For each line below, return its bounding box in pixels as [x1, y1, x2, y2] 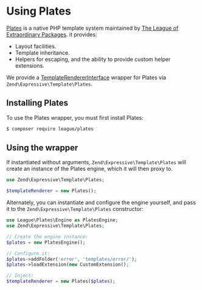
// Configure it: [6, 250, 50, 257]
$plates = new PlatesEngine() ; [6, 239, 86, 246]
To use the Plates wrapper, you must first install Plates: [6, 114, 144, 121]
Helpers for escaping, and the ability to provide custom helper [15, 55, 171, 63]
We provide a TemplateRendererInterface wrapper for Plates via [6, 74, 166, 81]
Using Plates [6, 4, 71, 18]
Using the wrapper [6, 143, 78, 153]
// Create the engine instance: [6, 233, 88, 240]
